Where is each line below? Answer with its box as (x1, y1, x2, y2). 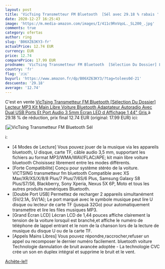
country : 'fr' (5, 67, 34, 72)
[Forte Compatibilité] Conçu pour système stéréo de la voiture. (12, 165, 139, 171)
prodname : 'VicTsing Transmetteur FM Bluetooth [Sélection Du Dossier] (5, 62, 157, 67)
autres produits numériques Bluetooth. (12, 186, 90, 192)
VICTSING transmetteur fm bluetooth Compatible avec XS (12, 170, 129, 176)
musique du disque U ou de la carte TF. (12, 228, 92, 233)
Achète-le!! (5, 258, 28, 264)
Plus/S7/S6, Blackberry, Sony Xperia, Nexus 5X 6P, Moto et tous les (12, 181, 150, 187)
